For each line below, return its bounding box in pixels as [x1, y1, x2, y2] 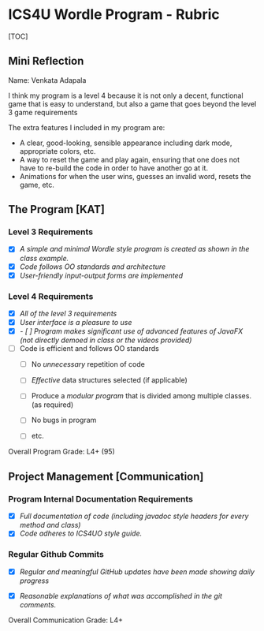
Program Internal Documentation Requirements [8, 493, 193, 504]
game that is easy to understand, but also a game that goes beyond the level [8, 99, 257, 108]
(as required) [31, 400, 74, 409]
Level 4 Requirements [8, 290, 94, 301]
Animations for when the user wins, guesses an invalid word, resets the [19, 171, 251, 181]
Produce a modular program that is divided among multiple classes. [31, 391, 252, 401]
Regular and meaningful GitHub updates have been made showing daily [19, 566, 255, 577]
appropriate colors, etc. [19, 146, 96, 155]
